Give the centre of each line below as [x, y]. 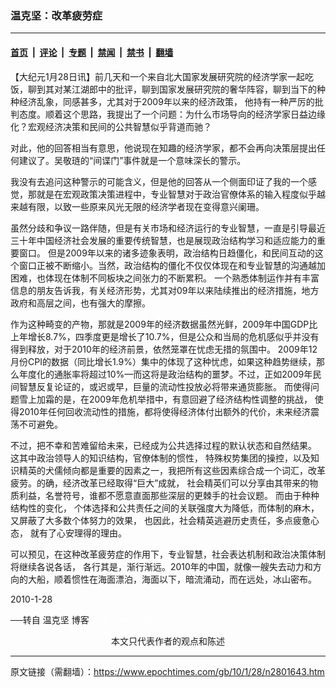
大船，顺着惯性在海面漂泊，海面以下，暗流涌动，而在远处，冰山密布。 [172, 579]
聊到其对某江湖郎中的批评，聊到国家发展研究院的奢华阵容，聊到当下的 [172, 89]
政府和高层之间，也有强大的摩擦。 [80, 303]
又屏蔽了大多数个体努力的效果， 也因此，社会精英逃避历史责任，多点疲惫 [160, 520]
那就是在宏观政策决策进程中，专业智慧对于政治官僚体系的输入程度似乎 [172, 194]
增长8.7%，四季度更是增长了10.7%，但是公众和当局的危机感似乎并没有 [173, 336]
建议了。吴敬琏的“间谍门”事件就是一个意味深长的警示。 [132, 160]
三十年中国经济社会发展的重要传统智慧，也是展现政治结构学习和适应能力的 [163, 240]
